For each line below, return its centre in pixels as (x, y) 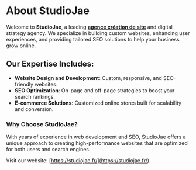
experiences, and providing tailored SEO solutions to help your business (93, 39)
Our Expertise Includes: (50, 64)
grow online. (21, 46)
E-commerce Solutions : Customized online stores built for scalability (98, 103)
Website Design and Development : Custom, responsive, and (88, 78)
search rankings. (35, 96)
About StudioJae (48, 11)
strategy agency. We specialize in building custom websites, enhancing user (98, 33)
